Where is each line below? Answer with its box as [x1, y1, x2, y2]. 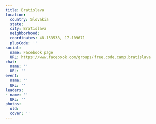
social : [5, 45, 22, 50]
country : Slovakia [10, 17, 49, 22]
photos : [5, 102, 22, 107]
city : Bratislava [10, 26, 47, 31]
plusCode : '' [10, 40, 38, 46]
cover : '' [10, 111, 30, 116]
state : [10, 21, 24, 27]
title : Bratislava [5, 7, 44, 13]
